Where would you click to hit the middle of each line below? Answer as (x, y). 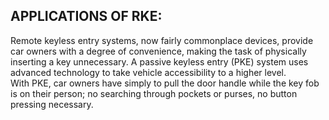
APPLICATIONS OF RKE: (86, 16)
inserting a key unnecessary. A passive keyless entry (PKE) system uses (159, 61)
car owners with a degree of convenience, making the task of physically (158, 51)
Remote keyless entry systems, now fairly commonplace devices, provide (162, 40)
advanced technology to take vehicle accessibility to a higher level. (148, 72)
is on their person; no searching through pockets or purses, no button (154, 93)
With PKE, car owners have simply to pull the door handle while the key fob (165, 83)
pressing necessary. (52, 104)
